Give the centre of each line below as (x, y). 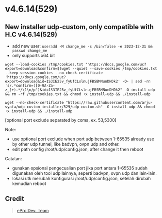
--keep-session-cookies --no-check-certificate (54, 73)
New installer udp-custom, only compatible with (80, 27)
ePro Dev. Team (33, 210)
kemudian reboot (29, 184)
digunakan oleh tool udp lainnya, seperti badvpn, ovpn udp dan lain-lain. (84, 173)
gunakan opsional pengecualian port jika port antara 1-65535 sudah (80, 168)
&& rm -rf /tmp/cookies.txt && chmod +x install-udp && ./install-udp (78, 94)
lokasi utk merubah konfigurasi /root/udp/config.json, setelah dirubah (81, 178)
